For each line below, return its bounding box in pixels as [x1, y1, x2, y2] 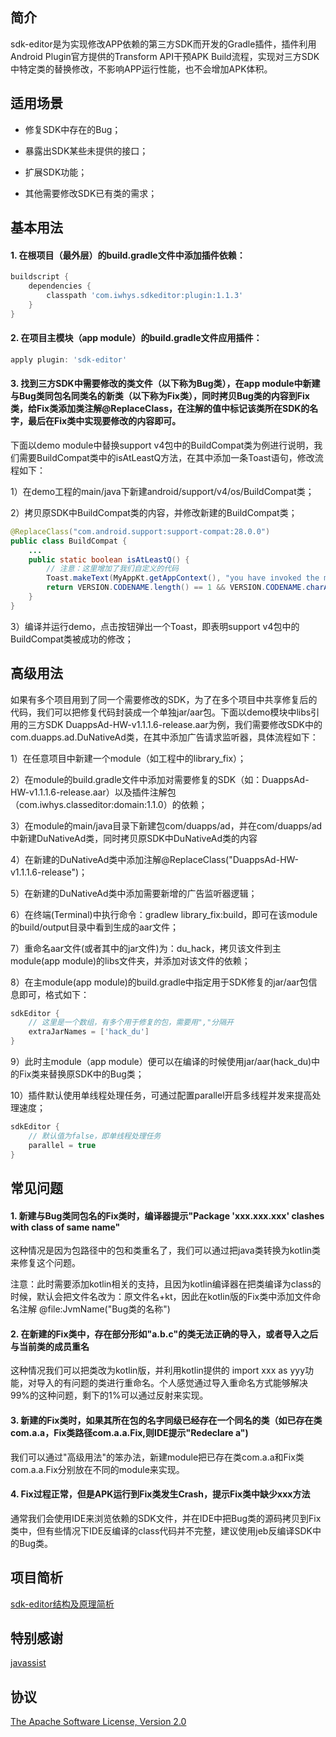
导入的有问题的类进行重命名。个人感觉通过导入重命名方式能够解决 [36, 1377, 308, 1389]
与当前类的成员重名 [10, 1340, 90, 1352]
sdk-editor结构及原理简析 [10, 1598, 115, 1610]
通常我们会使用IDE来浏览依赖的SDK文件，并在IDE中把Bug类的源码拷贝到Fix [10, 1512, 322, 1524]
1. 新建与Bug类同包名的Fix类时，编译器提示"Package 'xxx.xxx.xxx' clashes [10, 1209, 325, 1222]
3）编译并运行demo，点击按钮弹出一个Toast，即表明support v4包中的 [10, 620, 300, 632]
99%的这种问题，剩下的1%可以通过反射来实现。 [10, 1389, 209, 1402]
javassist [10, 1657, 47, 1669]
